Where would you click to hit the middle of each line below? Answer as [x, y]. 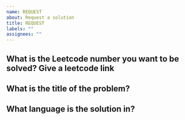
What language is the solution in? [71, 109]
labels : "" [20, 29]
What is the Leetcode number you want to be [93, 59]
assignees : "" [24, 34]
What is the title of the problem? [68, 88]
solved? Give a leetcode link [60, 68]
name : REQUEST [24, 12]
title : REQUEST [25, 23]
